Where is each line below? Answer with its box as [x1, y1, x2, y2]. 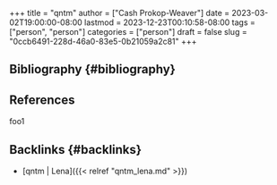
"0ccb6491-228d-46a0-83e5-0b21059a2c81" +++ [9, 36, 197, 46]
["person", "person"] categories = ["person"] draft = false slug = [9, 27, 248, 37]
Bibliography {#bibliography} [9, 62, 177, 77]
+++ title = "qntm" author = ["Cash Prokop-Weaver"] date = [9, 8, 230, 18]
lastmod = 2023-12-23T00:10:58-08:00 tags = [83, 17, 255, 28]
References [9, 92, 75, 107]
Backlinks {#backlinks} [9, 142, 142, 157]
